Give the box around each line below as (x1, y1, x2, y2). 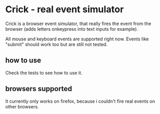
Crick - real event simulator (5, 4, 124, 15)
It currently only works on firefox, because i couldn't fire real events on (5, 98, 155, 104)
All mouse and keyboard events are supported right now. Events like (5, 36, 149, 42)
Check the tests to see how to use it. (5, 70, 83, 76)
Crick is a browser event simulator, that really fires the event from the (5, 20, 151, 27)
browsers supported (5, 84, 72, 93)
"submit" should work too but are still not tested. (5, 41, 108, 47)
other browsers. (5, 103, 39, 109)
